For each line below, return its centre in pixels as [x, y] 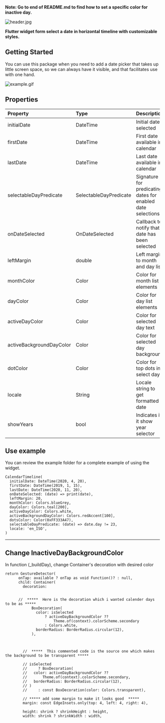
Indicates [147, 415]
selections [148, 213]
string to [146, 388]
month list [147, 280]
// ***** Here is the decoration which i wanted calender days [86, 600]
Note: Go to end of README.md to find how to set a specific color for [77, 7]
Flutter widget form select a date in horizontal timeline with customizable [81, 31]
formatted [147, 401]
